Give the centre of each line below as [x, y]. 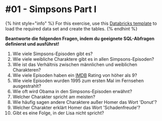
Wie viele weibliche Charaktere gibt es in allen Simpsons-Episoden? [83, 59]
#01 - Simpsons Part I [51, 9]
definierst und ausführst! [32, 44]
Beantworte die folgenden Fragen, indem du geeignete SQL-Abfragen [80, 38]
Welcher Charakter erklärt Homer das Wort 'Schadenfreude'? [76, 107]
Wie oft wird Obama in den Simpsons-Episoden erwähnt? [72, 91]
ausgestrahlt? [27, 86]
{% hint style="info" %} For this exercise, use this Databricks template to [81, 23]
